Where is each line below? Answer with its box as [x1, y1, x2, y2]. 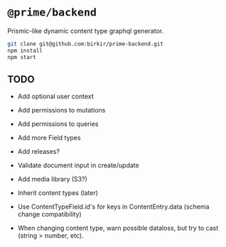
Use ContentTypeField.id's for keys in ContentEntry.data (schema [17, 202, 210, 211]
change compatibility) [17, 210, 82, 219]
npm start [7, 53, 37, 61]
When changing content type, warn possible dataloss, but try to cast [17, 224, 219, 233]
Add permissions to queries [17, 120, 99, 128]
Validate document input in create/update [17, 161, 140, 169]
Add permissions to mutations [17, 106, 106, 115]
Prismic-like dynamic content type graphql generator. [7, 26, 164, 35]
